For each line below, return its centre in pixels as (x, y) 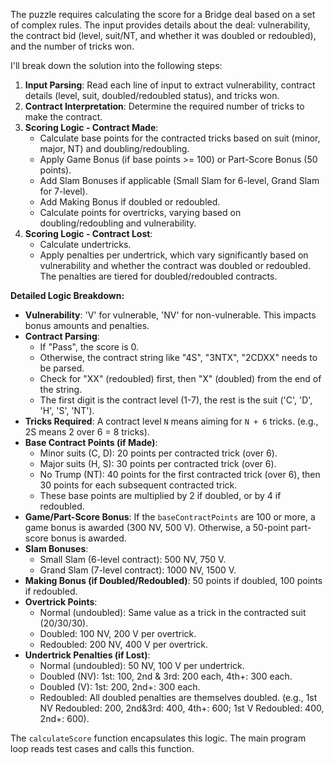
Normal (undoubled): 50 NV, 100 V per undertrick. (142, 665)
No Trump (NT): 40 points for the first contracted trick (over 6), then (180, 474)
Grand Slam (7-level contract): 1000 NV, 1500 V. (138, 570)
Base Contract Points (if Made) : (91, 442)
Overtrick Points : (61, 602)
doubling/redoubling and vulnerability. (118, 223)
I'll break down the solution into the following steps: (116, 65)
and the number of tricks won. (72, 46)
